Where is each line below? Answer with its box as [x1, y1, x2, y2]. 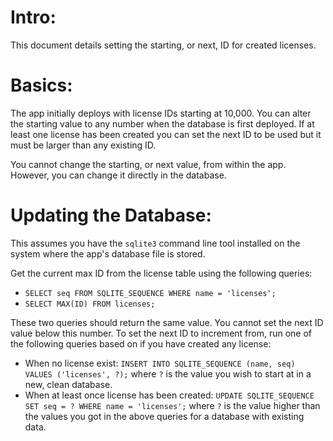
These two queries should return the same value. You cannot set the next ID [10, 316, 324, 328]
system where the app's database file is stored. [10, 247, 206, 260]
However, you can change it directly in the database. [10, 169, 227, 181]
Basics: [10, 74, 73, 97]
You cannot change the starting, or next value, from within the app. [10, 158, 287, 170]
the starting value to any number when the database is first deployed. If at [10, 117, 315, 130]
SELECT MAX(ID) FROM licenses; [24, 299, 156, 309]
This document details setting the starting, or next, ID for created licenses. [10, 39, 317, 51]
